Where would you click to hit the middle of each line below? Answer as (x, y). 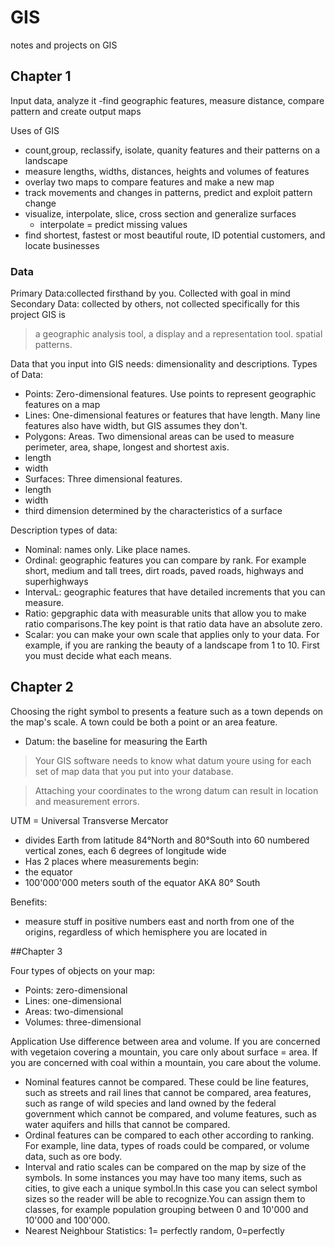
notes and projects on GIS (64, 45)
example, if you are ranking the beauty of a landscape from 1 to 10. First (172, 645)
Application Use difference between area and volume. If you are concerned (165, 1041)
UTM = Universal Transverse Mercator (89, 820)
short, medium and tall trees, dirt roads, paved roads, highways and (164, 571)
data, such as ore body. (73, 1156)
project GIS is (38, 315)
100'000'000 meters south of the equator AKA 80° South (142, 882)
